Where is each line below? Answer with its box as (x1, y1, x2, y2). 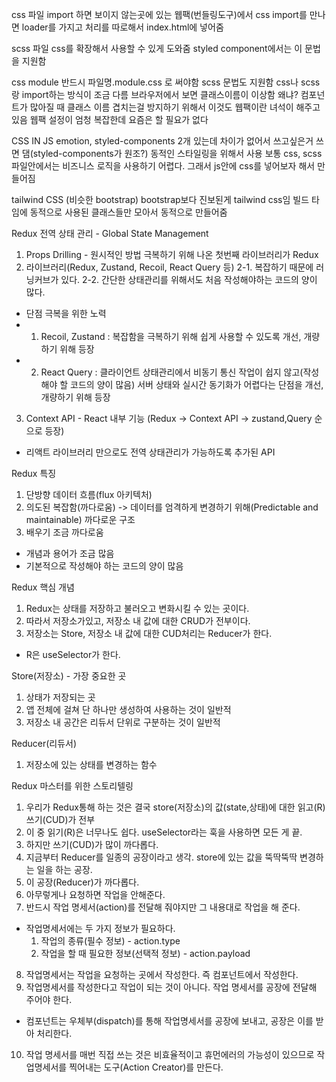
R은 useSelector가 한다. (25, 649, 121, 660)
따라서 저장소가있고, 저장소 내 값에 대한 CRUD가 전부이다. (25, 615, 251, 627)
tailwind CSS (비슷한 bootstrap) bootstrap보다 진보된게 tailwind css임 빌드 (11, 194, 310, 205)
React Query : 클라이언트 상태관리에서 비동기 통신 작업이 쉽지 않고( (40, 366, 304, 378)
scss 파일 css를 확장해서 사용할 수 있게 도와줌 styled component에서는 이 (11, 43, 303, 54)
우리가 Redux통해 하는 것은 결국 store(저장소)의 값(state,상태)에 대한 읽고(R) (25, 801, 326, 813)
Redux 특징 (11, 468, 57, 479)
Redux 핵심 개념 (11, 581, 75, 593)
